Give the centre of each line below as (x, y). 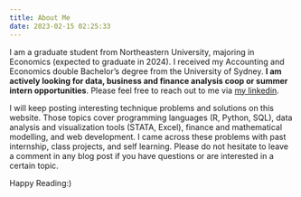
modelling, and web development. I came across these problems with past (148, 136)
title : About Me (40, 18)
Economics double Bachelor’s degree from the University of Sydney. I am (146, 71)
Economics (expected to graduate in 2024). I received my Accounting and (147, 61)
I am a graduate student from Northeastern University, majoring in (132, 52)
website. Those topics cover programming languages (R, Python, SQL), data (151, 117)
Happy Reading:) (41, 183)
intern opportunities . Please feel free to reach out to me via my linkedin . (145, 90)
